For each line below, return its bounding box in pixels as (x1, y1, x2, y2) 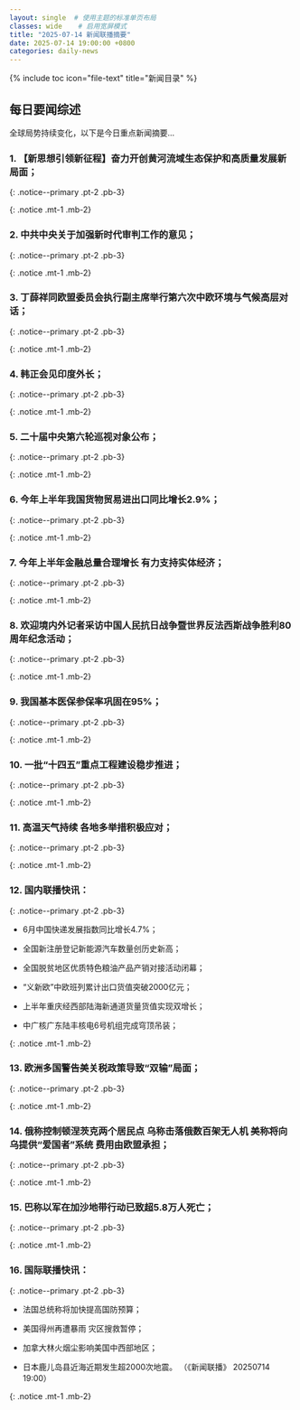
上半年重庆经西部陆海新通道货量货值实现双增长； (22, 1000, 205, 1012)
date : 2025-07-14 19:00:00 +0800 (9, 38, 136, 48)
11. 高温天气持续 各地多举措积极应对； (9, 821, 173, 834)
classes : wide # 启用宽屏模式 (9, 22, 127, 31)
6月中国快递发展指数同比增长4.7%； (22, 923, 158, 935)
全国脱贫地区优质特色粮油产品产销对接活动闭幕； (22, 962, 205, 973)
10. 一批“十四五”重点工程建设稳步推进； (9, 758, 183, 770)
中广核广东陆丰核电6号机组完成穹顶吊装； (22, 1020, 179, 1031)
